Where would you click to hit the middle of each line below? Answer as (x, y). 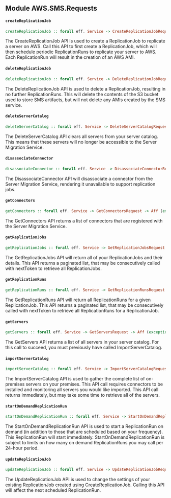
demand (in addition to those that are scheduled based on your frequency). (84, 432)
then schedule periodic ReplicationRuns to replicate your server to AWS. (81, 52)
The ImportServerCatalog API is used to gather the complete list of (75, 379)
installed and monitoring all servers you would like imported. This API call (82, 390)
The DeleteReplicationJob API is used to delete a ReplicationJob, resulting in (85, 88)
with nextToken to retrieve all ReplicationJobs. (53, 268)
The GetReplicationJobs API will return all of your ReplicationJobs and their (84, 257)
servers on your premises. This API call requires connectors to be (94, 384)
